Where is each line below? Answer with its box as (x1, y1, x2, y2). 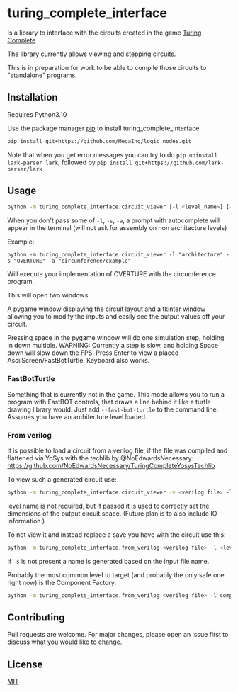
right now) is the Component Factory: (7, 578, 117, 586)
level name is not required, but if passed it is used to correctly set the (7, 501, 210, 510)
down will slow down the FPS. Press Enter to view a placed (7, 348, 179, 357)
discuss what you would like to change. (7, 637, 123, 646)
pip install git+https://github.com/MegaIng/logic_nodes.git (7, 137, 192, 144)
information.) (7, 516, 45, 525)
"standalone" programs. (7, 71, 78, 79)
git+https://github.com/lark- (135, 159, 225, 166)
